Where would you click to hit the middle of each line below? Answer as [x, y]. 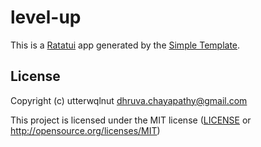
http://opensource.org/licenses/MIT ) [85, 130]
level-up [46, 17]
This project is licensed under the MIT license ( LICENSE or [131, 120]
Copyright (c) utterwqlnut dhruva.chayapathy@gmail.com [129, 100]
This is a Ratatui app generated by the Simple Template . [125, 45]
